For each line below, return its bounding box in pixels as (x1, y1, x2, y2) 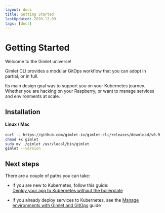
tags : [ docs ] (5, 21, 32, 26)
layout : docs (5, 7, 32, 12)
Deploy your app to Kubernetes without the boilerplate (12, 188, 123, 194)
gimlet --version (5, 146, 41, 151)
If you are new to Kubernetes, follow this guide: (12, 182, 109, 188)
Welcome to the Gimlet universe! (5, 59, 72, 65)
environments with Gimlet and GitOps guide (12, 203, 101, 209)
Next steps (5, 160, 40, 168)
